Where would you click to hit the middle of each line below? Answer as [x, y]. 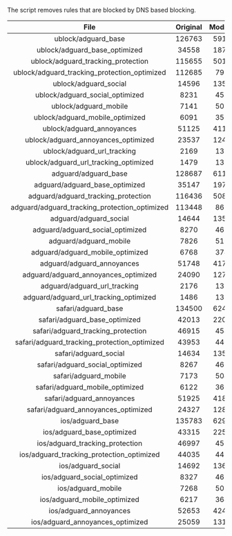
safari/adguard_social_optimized [90, 364]
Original [189, 27]
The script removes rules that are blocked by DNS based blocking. [102, 10]
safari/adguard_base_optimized [90, 320]
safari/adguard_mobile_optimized [89, 387]
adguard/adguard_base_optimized [90, 185]
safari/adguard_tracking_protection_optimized [89, 342]
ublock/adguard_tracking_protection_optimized [89, 72]
